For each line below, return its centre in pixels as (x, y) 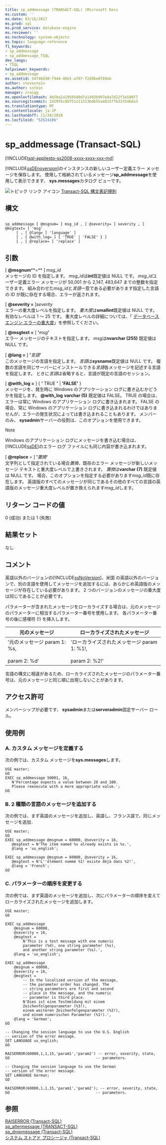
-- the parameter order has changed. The (66, 984)
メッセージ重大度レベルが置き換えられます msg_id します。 (77, 488)
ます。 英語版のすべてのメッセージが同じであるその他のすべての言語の (85, 482)
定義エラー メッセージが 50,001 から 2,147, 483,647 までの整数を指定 (88, 282)
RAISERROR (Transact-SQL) (33, 1121)
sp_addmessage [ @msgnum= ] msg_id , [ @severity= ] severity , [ (75, 224)
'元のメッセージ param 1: (37, 642)
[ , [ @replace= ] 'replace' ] (48, 242)
